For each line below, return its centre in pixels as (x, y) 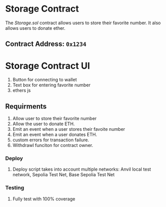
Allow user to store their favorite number (54, 119)
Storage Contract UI (48, 66)
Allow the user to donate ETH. (44, 124)
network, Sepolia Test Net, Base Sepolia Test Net (64, 175)
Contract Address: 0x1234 (46, 44)
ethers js (22, 90)
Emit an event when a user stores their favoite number (69, 129)
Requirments (26, 106)
